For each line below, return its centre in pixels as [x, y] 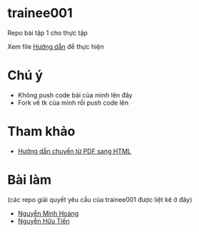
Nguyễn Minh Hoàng [48, 213]
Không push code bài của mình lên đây [75, 95]
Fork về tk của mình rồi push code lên [73, 102]
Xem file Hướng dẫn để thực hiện [56, 46]
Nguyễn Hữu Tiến [44, 221]
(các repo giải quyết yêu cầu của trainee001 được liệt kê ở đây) [100, 199]
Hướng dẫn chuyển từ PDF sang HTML [75, 151]
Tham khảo [41, 131]
